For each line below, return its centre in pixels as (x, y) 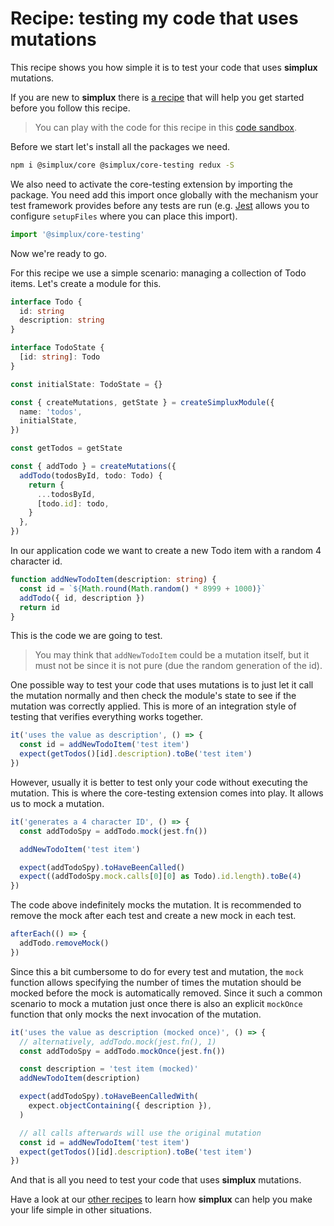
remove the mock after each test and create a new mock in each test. (153, 916)
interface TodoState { (57, 348)
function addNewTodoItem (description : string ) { (113, 580)
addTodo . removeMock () (64, 943)
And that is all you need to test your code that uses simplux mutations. (156, 1180)
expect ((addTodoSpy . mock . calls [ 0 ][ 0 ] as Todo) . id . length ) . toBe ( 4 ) (160, 877)
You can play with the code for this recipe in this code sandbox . (166, 127)
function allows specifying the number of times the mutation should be (156, 982)
